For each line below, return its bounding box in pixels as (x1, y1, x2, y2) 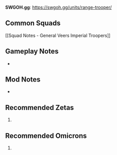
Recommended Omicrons (5, 131, 87, 140)
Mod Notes (5, 75, 41, 84)
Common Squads (5, 19, 61, 27)
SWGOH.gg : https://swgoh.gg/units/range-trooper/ (5, 5, 112, 10)
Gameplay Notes (5, 47, 59, 56)
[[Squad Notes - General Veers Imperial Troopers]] (5, 32, 111, 38)
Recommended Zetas (5, 103, 74, 112)
